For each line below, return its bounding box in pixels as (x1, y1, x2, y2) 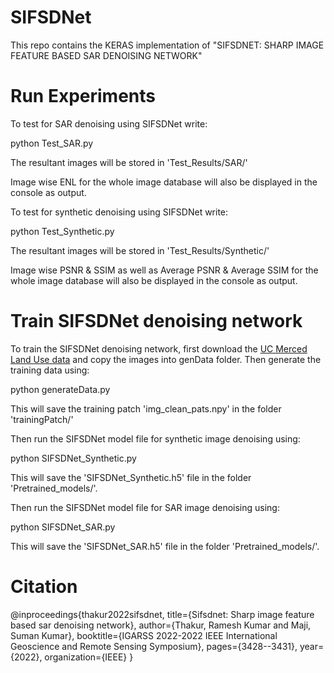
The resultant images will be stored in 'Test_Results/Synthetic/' (10, 244, 270, 256)
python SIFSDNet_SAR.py (10, 521, 116, 533)
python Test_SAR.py (10, 137, 94, 149)
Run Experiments (10, 85, 156, 108)
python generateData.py (10, 383, 111, 395)
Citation (10, 576, 78, 598)
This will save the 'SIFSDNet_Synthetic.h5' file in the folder (10, 471, 252, 483)
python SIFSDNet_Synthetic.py (10, 452, 137, 464)
